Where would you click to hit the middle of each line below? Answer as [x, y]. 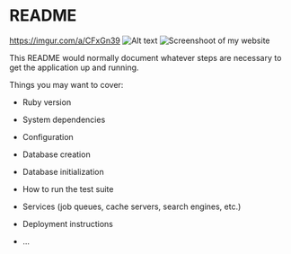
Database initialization [63, 171]
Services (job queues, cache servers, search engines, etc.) [132, 206]
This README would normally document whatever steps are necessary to [145, 57]
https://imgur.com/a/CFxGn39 [65, 40]
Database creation [57, 154]
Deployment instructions [68, 223]
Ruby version [47, 102]
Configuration [48, 136]
